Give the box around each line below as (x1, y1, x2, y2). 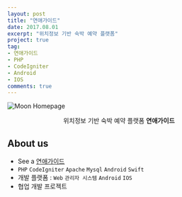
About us (7, 137, 49, 149)
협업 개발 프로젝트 (17, 182, 67, 191)
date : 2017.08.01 (7, 23, 59, 30)
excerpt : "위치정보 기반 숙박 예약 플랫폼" (7, 30, 118, 37)
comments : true (7, 83, 52, 90)
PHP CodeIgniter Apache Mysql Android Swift (17, 167, 144, 174)
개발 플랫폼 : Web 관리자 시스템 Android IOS (17, 174, 132, 182)
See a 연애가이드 (17, 157, 65, 166)
